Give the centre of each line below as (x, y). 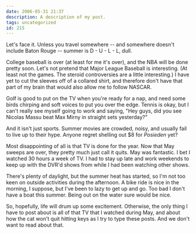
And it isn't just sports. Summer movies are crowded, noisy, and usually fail (97, 129)
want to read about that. (35, 225)
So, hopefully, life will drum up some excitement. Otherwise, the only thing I (97, 207)
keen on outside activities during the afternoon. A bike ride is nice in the (93, 183)
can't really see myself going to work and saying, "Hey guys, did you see (94, 111)
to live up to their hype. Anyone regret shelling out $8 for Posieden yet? (92, 135)
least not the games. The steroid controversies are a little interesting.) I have (98, 75)
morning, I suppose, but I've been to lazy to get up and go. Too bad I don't (96, 189)
